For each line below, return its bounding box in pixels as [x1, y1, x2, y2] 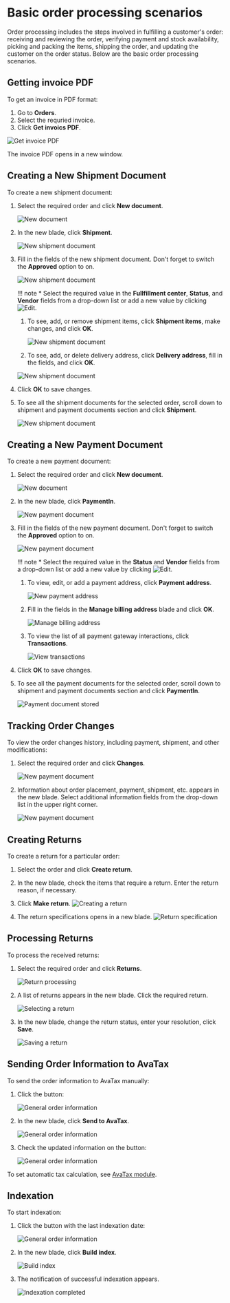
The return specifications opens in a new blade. [16, 913, 152, 921]
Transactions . [27, 639, 68, 648]
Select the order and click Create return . [16, 865, 133, 873]
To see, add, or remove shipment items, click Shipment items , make [27, 317, 221, 325]
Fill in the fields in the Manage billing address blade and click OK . [27, 605, 215, 614]
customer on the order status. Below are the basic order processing [7, 50, 199, 58]
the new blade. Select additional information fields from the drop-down [16, 793, 218, 801]
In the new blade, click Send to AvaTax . [16, 1116, 130, 1125]
